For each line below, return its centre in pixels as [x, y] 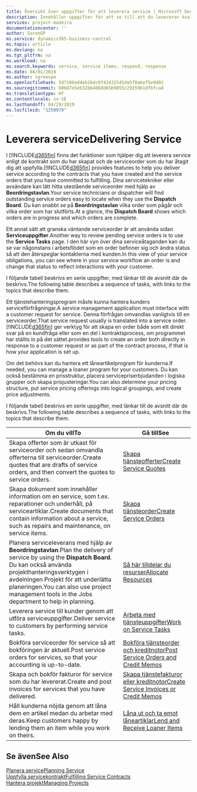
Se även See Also [38, 756]
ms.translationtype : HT [35, 93]
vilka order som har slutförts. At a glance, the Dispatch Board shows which [96, 212]
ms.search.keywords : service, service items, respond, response [86, 66]
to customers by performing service [59, 626]
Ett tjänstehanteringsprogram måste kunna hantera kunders [78, 302]
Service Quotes [144, 469]
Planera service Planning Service [45, 770]
